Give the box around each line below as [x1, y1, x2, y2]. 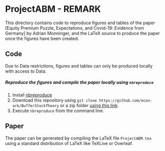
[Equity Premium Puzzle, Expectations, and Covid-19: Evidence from [5, 25, 144, 31]
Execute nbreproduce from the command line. [12, 108, 104, 113]
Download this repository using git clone [12, 97, 97, 103]
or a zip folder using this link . [60, 102, 119, 108]
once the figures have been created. [5, 36, 79, 41]
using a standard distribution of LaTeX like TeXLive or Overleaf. [5, 140, 133, 146]
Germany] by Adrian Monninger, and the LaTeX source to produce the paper [5, 30, 160, 36]
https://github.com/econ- [99, 98, 152, 103]
